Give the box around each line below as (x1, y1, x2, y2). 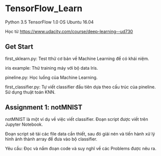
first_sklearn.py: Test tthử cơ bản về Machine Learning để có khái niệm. (5, 56, 149, 61)
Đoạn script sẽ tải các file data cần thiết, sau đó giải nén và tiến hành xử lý (5, 131, 155, 136)
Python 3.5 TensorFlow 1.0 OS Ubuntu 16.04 (5, 19, 94, 25)
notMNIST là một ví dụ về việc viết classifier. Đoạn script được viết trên (5, 116, 148, 122)
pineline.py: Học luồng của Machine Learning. (5, 74, 98, 80)
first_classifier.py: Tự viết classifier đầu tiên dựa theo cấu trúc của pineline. (5, 84, 156, 90)
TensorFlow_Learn (5, 3, 83, 14)
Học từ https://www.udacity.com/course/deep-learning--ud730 (5, 28, 133, 34)
